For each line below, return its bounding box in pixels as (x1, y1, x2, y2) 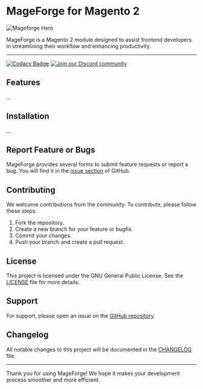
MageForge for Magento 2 (6, 4, 140, 18)
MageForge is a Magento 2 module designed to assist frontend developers (6, 36, 192, 43)
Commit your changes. (14, 232, 72, 239)
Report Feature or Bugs (6, 144, 95, 155)
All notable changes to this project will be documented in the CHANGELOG (6, 345, 192, 353)
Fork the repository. (14, 219, 65, 227)
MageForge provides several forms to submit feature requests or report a (6, 161, 188, 168)
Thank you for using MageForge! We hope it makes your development (6, 370, 180, 377)
